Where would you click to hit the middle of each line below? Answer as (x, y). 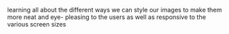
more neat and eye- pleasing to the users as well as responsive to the (107, 17)
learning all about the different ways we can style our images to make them (114, 10)
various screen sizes (37, 24)
